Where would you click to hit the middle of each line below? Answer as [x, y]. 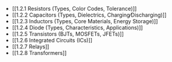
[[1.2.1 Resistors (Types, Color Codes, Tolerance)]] [74, 9]
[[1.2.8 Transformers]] [39, 53]
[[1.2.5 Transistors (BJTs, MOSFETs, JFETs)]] [68, 34]
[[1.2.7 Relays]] [30, 46]
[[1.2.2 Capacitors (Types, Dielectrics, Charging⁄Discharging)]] [89, 15]
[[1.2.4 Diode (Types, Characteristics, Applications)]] [77, 27]
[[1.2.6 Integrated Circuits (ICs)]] [52, 40]
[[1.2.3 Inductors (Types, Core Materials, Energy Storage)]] [85, 21]
